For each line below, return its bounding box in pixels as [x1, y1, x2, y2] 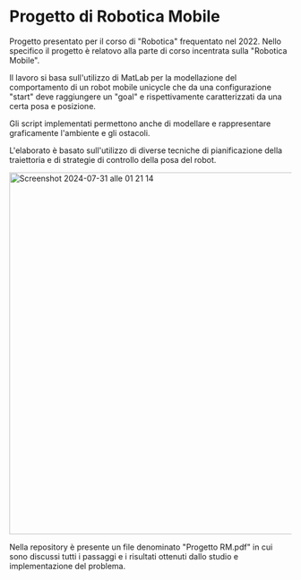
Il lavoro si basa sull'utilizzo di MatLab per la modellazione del [9, 72, 237, 82]
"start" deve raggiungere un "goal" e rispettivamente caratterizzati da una [9, 91, 282, 102]
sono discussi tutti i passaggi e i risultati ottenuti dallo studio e [9, 550, 239, 561]
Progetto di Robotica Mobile [9, 6, 221, 27]
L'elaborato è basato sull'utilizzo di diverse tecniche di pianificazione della [9, 145, 283, 156]
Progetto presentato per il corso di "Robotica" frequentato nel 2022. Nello [9, 36, 282, 47]
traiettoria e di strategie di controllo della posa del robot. [9, 154, 217, 165]
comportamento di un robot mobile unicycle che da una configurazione [9, 81, 271, 92]
